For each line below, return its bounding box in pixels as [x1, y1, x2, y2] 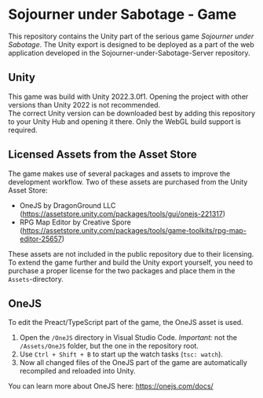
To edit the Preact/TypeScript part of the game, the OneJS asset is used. [8, 318, 243, 327]
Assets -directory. [8, 274, 64, 283]
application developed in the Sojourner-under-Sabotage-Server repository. [8, 48, 250, 57]
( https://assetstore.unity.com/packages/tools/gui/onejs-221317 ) [19, 209, 226, 218]
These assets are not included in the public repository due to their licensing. [8, 249, 254, 258]
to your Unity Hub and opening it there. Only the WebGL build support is [8, 116, 241, 126]
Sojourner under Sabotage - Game [8, 5, 237, 24]
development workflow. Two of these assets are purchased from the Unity [8, 177, 248, 186]
